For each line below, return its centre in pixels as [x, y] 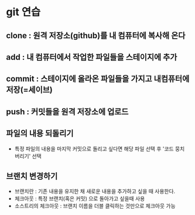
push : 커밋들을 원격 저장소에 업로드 [67, 112]
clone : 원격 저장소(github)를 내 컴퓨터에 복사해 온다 [96, 35]
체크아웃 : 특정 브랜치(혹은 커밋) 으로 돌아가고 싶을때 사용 [80, 199]
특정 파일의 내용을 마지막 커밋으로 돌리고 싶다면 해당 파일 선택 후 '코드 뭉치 [100, 149]
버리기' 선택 [28, 156]
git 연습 [23, 12]
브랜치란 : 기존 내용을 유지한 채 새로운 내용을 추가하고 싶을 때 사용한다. [95, 192]
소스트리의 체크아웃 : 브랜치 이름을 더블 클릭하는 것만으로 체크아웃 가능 [95, 206]
